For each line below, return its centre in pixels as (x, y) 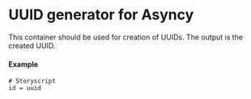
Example (23, 64)
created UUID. (32, 45)
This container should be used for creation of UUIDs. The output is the (125, 37)
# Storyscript (32, 81)
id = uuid (25, 89)
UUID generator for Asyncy (101, 15)
